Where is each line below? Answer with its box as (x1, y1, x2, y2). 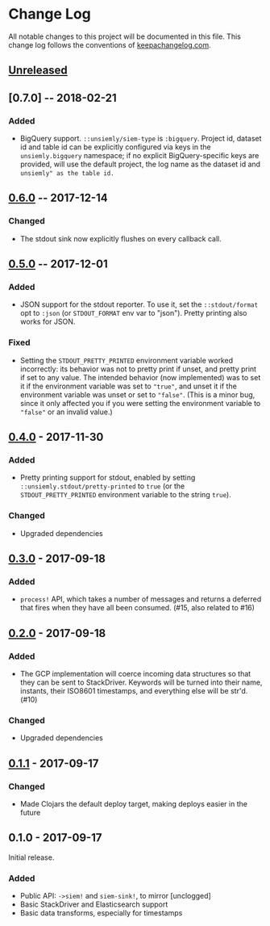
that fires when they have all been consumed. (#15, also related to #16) (19, 603, 255, 613)
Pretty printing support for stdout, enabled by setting (19, 473, 196, 483)
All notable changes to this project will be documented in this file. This (8, 31, 242, 41)
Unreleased (8, 64, 69, 78)
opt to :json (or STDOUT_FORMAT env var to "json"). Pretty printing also (19, 308, 247, 318)
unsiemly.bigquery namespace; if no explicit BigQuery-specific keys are (19, 151, 260, 161)
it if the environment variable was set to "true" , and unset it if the (19, 381, 238, 391)
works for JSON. (19, 316, 76, 327)
